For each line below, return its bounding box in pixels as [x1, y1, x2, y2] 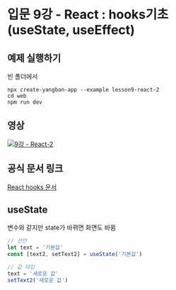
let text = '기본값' [7, 244, 64, 252]
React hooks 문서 [7, 182, 57, 191]
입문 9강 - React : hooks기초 [7, 6, 169, 23]
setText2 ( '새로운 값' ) [7, 277, 69, 284]
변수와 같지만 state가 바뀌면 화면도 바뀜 [7, 223, 117, 232]
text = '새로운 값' [7, 270, 59, 277]
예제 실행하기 [7, 52, 61, 64]
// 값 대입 [7, 264, 35, 271]
